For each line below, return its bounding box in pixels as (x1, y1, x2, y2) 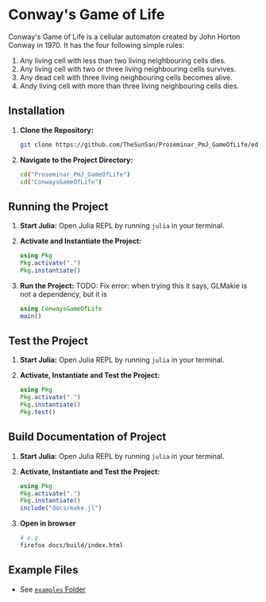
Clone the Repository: (19, 125, 94, 134)
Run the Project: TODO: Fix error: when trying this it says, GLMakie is (19, 281, 248, 290)
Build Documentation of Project (8, 430, 167, 444)
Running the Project (8, 200, 109, 213)
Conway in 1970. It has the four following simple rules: (8, 40, 185, 49)
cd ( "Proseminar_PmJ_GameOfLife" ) (19, 170, 131, 178)
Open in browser (19, 518, 76, 528)
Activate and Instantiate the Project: (19, 236, 142, 246)
